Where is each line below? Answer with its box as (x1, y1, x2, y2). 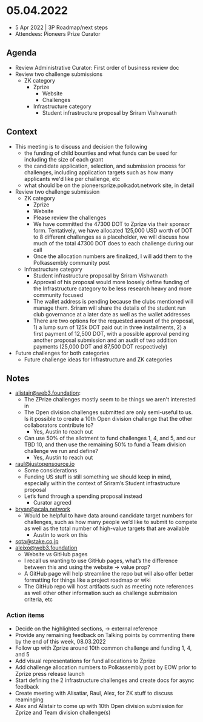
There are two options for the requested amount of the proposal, (33, 317, 195, 324)
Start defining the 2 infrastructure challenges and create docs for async (15, 676, 195, 684)
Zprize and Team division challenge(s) (15, 709, 111, 716)
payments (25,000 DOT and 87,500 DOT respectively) (33, 342, 168, 350)
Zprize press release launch (15, 670, 85, 677)
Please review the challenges (33, 214, 107, 221)
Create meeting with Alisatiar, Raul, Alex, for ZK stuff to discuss (15, 689, 173, 696)
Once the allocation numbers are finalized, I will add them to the (33, 253, 193, 260)
